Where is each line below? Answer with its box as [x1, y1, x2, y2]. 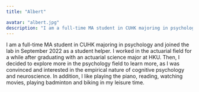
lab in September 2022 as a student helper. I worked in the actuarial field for [6, 47, 192, 55]
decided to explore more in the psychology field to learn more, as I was [6, 60, 179, 67]
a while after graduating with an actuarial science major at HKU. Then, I [6, 54, 180, 61]
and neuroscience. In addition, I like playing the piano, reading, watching [6, 72, 183, 80]
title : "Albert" [6, 8, 46, 15]
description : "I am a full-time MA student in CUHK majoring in [6, 25, 168, 31]
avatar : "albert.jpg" [6, 19, 60, 26]
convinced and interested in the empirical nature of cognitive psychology [6, 66, 185, 74]
